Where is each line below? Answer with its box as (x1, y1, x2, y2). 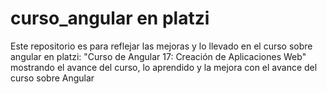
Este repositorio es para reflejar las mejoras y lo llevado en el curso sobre (10, 40, 313, 52)
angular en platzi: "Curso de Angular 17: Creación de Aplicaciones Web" (10, 50, 307, 62)
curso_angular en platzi (10, 7, 210, 30)
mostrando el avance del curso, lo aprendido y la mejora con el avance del (10, 61, 318, 73)
